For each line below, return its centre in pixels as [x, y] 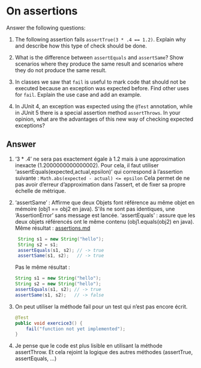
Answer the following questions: [46, 28]
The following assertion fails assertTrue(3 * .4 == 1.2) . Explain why [100, 39]
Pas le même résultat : [42, 267]
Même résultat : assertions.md [52, 228]
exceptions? [30, 125]
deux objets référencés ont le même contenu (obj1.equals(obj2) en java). [104, 221]
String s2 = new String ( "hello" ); [58, 284]
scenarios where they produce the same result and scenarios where [99, 64]
